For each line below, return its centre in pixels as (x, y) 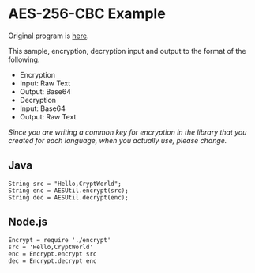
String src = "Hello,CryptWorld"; (65, 184)
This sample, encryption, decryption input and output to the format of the (127, 51)
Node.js (28, 222)
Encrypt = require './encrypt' (60, 240)
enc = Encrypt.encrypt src (52, 254)
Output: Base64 (45, 91)
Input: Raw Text (45, 83)
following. (24, 59)
